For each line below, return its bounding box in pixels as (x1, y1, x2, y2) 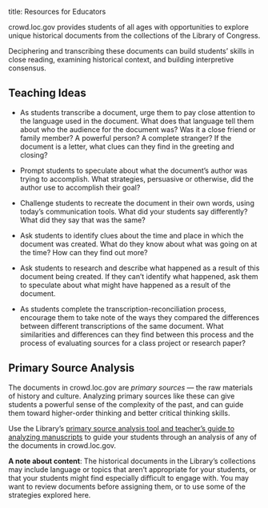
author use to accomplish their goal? (19, 182, 141, 192)
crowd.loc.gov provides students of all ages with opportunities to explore (8, 22, 250, 31)
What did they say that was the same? (19, 215, 146, 225)
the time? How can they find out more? (19, 247, 148, 257)
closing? (19, 150, 48, 159)
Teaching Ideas (8, 86, 86, 100)
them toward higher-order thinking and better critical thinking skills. (8, 408, 230, 418)
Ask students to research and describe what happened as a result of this (19, 263, 260, 273)
